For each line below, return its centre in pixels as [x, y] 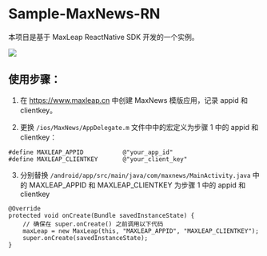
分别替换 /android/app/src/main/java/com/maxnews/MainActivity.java [135, 175]
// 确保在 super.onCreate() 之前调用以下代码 [93, 224]
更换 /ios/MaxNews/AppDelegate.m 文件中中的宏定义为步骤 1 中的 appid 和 [139, 127]
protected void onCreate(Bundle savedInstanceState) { [102, 215]
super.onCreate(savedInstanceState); [86, 238]
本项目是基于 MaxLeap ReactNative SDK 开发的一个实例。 [104, 37]
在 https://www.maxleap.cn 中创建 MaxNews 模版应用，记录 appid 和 [133, 100]
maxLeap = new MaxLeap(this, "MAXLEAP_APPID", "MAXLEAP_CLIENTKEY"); [141, 231]
